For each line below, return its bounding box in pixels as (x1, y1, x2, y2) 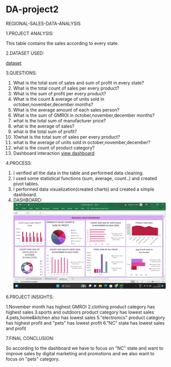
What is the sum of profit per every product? (13, 90, 106, 96)
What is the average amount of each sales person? (13, 107, 120, 113)
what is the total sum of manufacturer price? (13, 117, 106, 123)
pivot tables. (13, 180, 40, 187)
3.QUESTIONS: (6, 70, 37, 76)
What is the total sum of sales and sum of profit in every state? (13, 80, 144, 86)
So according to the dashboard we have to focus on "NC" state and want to (6, 345, 164, 351)
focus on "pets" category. (6, 356, 60, 362)
